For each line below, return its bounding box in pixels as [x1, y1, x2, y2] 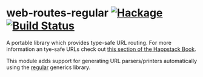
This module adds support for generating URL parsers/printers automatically [6, 57, 198, 64]
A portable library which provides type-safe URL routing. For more [6, 39, 171, 46]
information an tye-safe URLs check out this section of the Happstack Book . [6, 45, 196, 53]
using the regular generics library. [6, 64, 91, 71]
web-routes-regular [6, 6, 109, 20]
